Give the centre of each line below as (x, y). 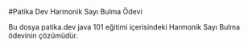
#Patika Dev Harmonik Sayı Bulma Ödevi (75, 12)
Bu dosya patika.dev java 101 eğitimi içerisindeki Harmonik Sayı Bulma (124, 27)
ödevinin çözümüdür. (43, 36)
